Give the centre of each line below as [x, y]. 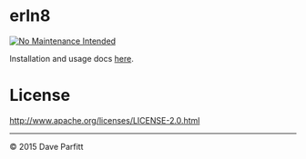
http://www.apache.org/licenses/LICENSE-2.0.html [105, 120]
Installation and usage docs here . [71, 58]
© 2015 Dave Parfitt [46, 146]
